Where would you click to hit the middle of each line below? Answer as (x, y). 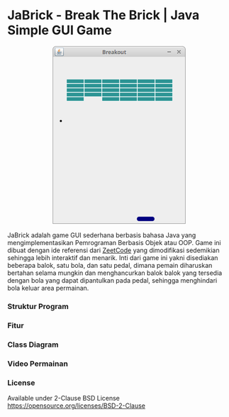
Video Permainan (38, 364)
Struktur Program (38, 306)
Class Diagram (33, 345)
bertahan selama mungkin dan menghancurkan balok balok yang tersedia (115, 273)
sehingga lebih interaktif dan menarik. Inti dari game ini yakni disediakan (113, 258)
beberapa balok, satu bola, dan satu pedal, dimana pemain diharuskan (110, 265)
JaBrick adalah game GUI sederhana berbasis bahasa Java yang (102, 235)
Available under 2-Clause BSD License (64, 398)
